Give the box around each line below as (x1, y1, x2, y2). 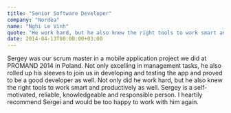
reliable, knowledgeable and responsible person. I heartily (38, 90, 203, 99)
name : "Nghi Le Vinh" (7, 23, 69, 29)
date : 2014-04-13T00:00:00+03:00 (7, 36, 103, 42)
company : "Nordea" (7, 16, 60, 23)
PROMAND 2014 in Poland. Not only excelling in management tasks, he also (7, 62, 222, 70)
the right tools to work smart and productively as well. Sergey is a (7, 84, 192, 92)
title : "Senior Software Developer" (7, 10, 112, 17)
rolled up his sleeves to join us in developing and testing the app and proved (7, 69, 223, 77)
